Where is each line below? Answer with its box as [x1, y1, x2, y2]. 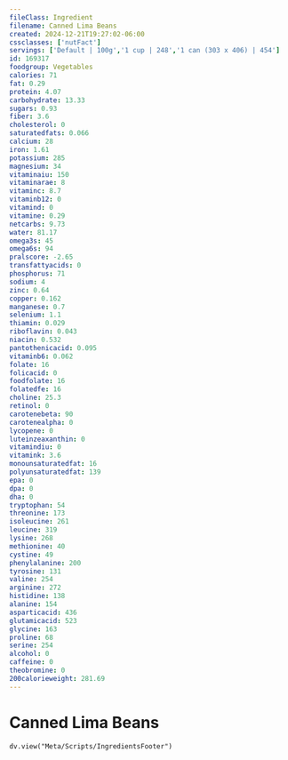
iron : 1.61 [9, 145, 50, 154]
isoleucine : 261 [9, 517, 69, 526]
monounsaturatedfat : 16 [9, 460, 98, 468]
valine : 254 [9, 575, 53, 584]
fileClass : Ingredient [9, 12, 93, 22]
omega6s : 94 [9, 244, 53, 253]
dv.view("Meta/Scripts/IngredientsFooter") [9, 741, 173, 751]
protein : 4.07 [9, 87, 62, 96]
